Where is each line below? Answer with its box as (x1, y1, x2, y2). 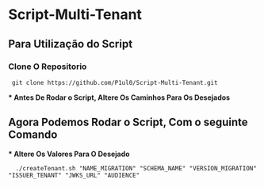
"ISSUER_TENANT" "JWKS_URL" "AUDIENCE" (8, 171, 140, 179)
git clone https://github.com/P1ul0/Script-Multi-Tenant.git (11, 78, 218, 86)
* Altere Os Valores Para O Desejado (8, 149, 130, 158)
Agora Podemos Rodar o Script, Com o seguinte (8, 116, 248, 129)
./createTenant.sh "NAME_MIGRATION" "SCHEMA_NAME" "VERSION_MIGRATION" (15, 164, 258, 172)
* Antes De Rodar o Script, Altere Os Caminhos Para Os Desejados (8, 93, 231, 102)
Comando (8, 128, 58, 142)
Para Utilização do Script (8, 37, 133, 51)
